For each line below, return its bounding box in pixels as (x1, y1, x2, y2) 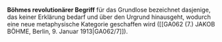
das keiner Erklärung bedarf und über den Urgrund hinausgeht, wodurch (7, 13, 211, 21)
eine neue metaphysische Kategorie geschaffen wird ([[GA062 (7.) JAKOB (7, 20, 215, 28)
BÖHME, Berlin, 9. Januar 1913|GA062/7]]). (7, 27, 128, 35)
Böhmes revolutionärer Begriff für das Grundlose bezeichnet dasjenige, (7, 6, 211, 14)
